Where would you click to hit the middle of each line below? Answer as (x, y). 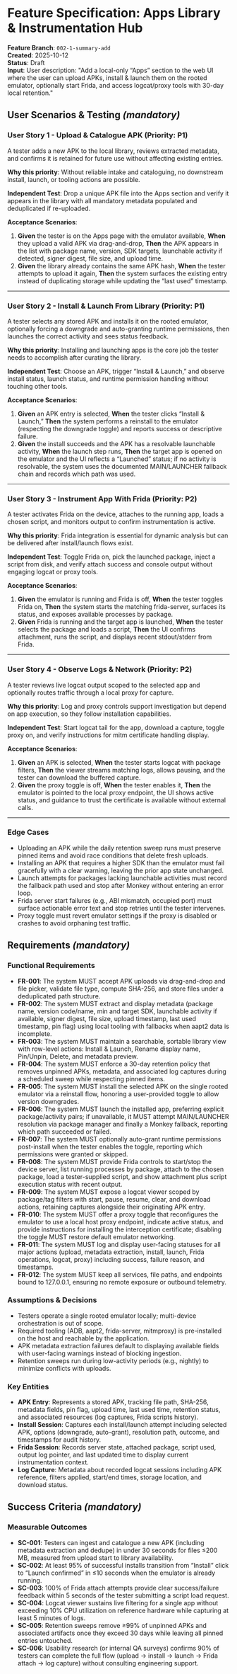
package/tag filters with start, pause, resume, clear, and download (114, 1199)
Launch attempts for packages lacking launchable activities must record (122, 878)
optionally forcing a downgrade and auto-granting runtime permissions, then (119, 329)
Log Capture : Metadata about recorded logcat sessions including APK (120, 1470)
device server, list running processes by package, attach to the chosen (121, 1169)
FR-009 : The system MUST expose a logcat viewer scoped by (108, 1192)
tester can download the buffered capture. (79, 778)
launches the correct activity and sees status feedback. (88, 336)
